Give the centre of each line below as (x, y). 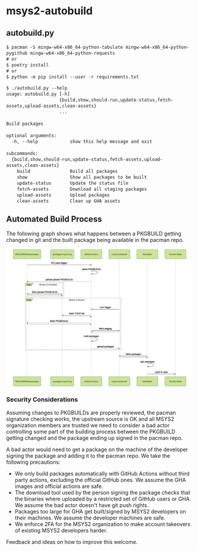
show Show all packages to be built (82, 177)
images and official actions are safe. (59, 486)
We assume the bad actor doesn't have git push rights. (82, 505)
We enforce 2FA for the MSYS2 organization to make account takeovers (103, 524)
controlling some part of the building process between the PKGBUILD (91, 432)
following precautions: (33, 462)
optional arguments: (32, 136)
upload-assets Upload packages (63, 195)
